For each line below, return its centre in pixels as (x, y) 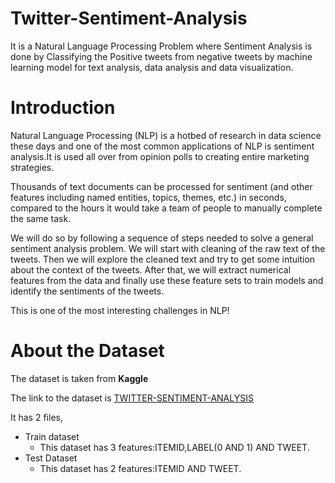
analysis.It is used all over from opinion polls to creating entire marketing (160, 156)
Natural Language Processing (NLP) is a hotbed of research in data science (166, 135)
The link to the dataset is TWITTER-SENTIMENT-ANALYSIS (132, 398)
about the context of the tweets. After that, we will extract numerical (151, 269)
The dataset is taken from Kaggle (79, 378)
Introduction (63, 108)
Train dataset (52, 436)
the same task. (41, 218)
